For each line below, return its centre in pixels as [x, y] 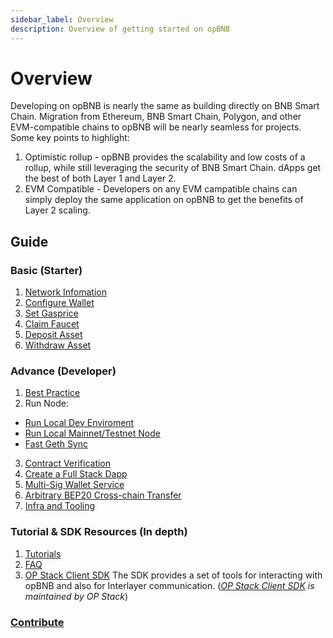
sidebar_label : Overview [62, 19]
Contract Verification [68, 463]
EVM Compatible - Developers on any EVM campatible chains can [161, 189]
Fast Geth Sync [56, 444]
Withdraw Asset [58, 345]
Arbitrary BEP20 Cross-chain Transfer [103, 495]
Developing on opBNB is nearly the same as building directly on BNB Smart [165, 106]
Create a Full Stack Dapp [76, 474]
